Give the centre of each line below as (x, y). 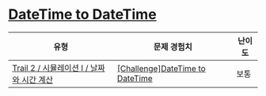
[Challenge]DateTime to (161, 68)
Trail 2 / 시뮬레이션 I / (50, 68)
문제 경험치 (173, 46)
